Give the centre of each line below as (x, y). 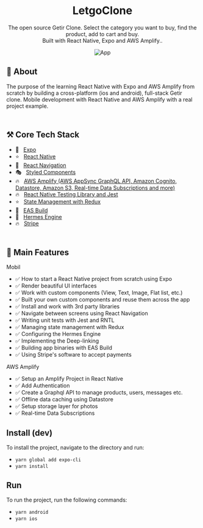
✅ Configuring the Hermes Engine (58, 334)
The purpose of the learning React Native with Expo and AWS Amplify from (101, 86)
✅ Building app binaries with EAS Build (64, 348)
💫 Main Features (37, 252)
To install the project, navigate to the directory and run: (75, 448)
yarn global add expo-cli (48, 460)
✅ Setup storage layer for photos (56, 406)
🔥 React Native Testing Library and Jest (66, 194)
